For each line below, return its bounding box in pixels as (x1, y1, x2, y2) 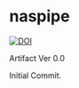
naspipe (9, 6, 70, 27)
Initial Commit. (9, 69, 62, 81)
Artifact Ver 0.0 (9, 52, 65, 63)
